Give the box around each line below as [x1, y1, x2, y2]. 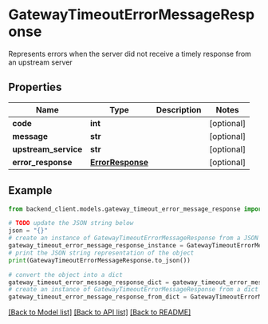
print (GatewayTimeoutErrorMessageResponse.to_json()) [8, 256, 191, 264]
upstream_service [12, 144, 83, 155]
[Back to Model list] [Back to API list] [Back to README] [8, 307, 191, 317]
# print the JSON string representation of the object [8, 249, 195, 257]
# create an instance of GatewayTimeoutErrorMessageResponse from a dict [8, 286, 259, 294]
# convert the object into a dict [8, 271, 124, 279]
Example [8, 184, 53, 197]
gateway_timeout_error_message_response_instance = [8, 242, 183, 250]
